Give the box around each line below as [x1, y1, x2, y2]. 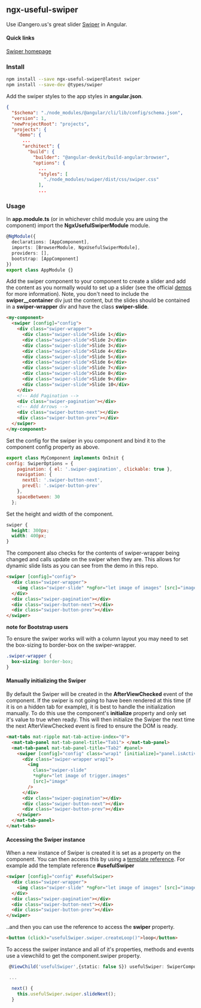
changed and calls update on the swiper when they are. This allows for [6, 556, 181, 563]
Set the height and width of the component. [6, 510, 114, 517]
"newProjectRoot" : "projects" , [11, 121, 90, 127]
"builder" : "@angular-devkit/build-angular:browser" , [32, 154, 170, 161]
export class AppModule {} [6, 267, 74, 273]
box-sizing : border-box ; [11, 659, 74, 665]
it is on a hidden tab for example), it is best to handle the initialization [6, 703, 175, 710]
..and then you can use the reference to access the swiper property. [6, 924, 175, 931]
